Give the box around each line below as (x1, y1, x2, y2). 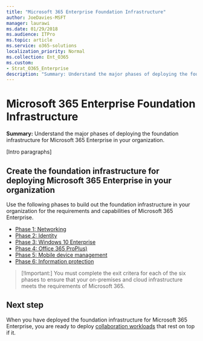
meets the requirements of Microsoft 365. (21, 283, 125, 289)
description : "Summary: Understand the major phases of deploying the (6, 71, 188, 77)
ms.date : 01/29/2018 (6, 25, 59, 32)
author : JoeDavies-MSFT (6, 15, 66, 21)
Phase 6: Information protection (14, 258, 94, 265)
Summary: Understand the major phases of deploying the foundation (6, 130, 179, 137)
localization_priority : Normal (6, 49, 85, 55)
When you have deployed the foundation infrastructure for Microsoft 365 (6, 316, 188, 323)
